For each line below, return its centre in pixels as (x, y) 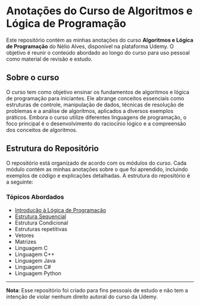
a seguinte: (20, 182)
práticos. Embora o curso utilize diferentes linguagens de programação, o (96, 117)
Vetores (24, 235)
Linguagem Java (35, 260)
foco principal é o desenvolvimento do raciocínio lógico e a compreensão (96, 124)
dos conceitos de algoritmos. (42, 130)
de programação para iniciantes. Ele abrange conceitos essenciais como (95, 98)
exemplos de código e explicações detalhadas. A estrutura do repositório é (98, 175)
